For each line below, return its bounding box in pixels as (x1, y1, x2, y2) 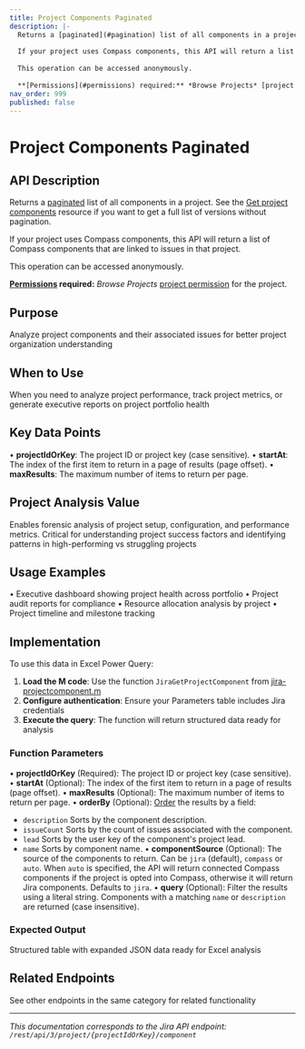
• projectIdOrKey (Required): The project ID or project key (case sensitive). (9, 767, 292, 778)
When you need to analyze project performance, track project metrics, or (9, 390, 283, 400)
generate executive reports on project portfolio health (9, 399, 211, 410)
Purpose (9, 305, 59, 321)
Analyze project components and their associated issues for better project (9, 329, 288, 341)
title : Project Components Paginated (9, 13, 152, 23)
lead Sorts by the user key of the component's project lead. (22, 833, 246, 845)
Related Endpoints (9, 971, 115, 986)
